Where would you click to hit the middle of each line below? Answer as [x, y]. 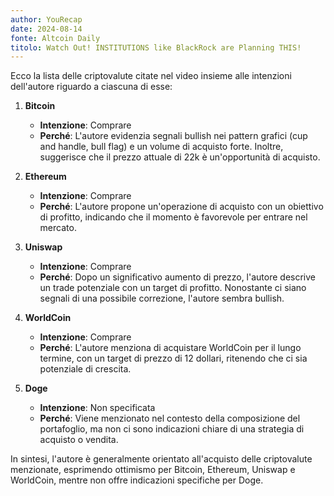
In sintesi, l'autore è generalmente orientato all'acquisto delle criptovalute [161, 459]
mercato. [58, 228]
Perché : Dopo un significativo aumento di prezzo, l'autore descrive [177, 277]
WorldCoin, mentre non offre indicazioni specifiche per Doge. [137, 480]
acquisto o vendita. [79, 440]
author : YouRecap [46, 19]
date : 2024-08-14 [46, 29]
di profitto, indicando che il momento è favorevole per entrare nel [173, 217]
